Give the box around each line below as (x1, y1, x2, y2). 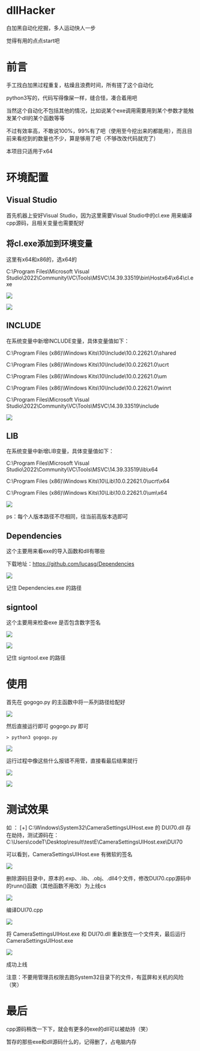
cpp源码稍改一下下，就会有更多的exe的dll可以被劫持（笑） (6, 1025, 151, 1032)
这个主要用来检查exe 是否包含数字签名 (6, 619, 101, 626)
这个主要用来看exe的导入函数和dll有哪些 (6, 548, 105, 555)
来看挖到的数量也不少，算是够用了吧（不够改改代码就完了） (11, 135, 159, 142)
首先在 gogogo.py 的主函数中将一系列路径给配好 (6, 698, 126, 705)
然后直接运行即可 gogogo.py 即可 (6, 722, 89, 729)
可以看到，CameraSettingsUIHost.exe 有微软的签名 (6, 850, 133, 857)
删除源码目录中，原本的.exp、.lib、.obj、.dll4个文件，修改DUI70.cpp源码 (6, 874, 186, 881)
